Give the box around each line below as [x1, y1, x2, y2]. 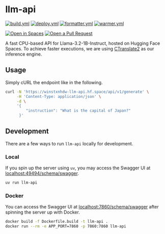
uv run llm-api [5, 180, 38, 186]
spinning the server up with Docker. [5, 209, 80, 215]
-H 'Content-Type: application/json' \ [16, 94, 101, 99]
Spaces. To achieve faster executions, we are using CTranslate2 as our [5, 45, 154, 51]
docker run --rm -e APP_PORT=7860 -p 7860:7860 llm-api [5, 224, 126, 229]
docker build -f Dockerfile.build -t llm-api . [5, 219, 108, 224]
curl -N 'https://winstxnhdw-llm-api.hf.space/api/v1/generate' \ [5, 89, 149, 94]
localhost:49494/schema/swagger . [5, 170, 79, 176]
